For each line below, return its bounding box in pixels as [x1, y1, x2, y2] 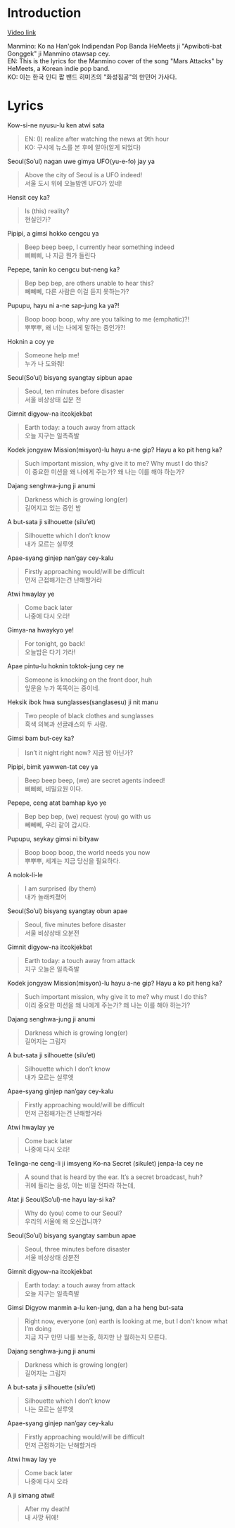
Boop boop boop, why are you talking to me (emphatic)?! [24, 314, 190, 323]
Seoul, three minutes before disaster [24, 1244, 130, 1253]
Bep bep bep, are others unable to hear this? [24, 279, 154, 287]
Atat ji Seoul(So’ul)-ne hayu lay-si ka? [7, 1195, 116, 1204]
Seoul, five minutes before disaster [24, 920, 126, 929]
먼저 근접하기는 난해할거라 [24, 1441, 97, 1449]
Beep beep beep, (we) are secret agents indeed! [24, 776, 165, 784]
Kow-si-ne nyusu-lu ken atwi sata [7, 121, 105, 129]
